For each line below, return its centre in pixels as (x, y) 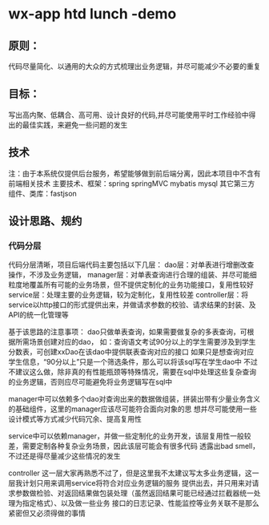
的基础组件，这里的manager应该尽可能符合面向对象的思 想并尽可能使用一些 (133, 409)
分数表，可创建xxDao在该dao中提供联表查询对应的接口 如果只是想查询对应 (131, 352)
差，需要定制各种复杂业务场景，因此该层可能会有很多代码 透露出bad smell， (134, 446)
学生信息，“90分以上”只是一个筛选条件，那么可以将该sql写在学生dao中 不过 (133, 362)
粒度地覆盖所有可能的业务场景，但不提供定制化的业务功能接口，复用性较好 (131, 285)
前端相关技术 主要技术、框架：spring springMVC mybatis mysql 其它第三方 (132, 183)
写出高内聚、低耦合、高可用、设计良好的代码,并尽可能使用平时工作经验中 (129, 115)
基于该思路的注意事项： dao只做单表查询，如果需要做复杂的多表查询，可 (128, 332)
